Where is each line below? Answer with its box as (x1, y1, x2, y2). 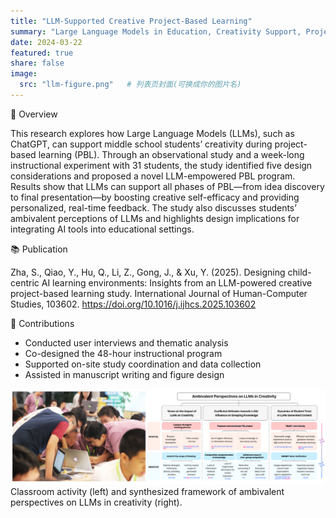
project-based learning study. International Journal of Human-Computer (10, 287, 308, 299)
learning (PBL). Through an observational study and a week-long (38, 148, 305, 160)
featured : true (10, 48, 74, 58)
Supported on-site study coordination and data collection (24, 358, 262, 370)
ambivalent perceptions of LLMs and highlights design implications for (10, 212, 300, 224)
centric (10, 276, 40, 289)
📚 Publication (10, 243, 68, 255)
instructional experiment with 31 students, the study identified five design (10, 159, 313, 171)
